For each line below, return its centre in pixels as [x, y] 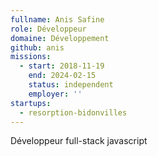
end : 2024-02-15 [62, 76]
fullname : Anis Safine [57, 19]
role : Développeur [48, 29]
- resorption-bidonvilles [73, 112]
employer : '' [55, 94]
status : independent [71, 85]
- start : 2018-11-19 [62, 66]
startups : [31, 103]
